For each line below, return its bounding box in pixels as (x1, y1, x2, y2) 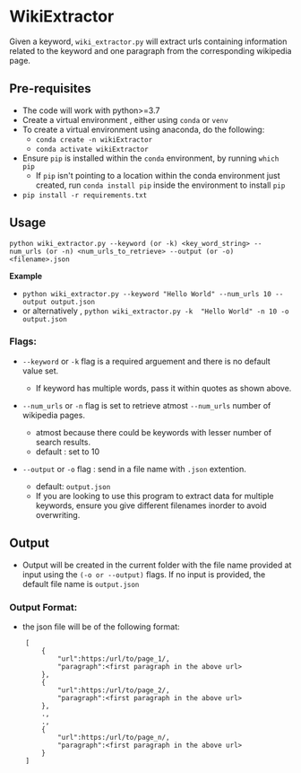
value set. (21, 365, 59, 376)
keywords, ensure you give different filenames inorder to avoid (35, 500, 267, 511)
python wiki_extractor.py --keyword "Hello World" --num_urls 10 (21, 289, 271, 298)
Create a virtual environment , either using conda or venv (21, 114, 228, 125)
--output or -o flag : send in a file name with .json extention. (21, 463, 246, 474)
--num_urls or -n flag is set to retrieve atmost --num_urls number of (21, 400, 271, 410)
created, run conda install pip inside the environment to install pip (35, 180, 286, 190)
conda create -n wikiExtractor (35, 135, 153, 145)
